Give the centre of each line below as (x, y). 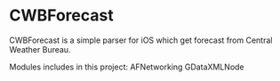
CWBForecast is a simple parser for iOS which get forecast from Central (141, 40)
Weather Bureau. (40, 49)
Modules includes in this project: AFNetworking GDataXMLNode (127, 67)
